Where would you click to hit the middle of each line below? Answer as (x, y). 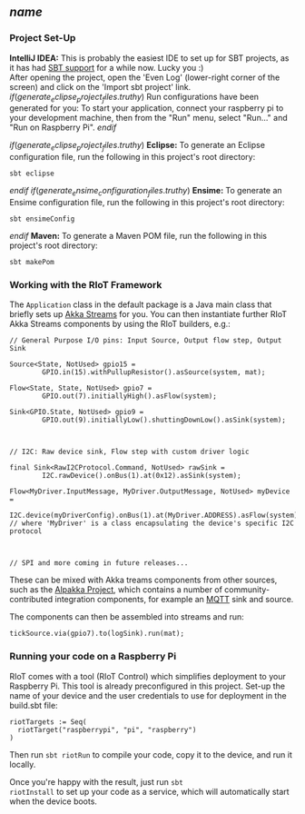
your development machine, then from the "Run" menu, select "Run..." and (148, 118)
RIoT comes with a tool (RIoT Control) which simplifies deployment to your (148, 676)
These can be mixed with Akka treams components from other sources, (143, 580)
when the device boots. (54, 801)
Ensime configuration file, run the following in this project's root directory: (147, 203)
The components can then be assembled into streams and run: (127, 617)
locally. (23, 764)
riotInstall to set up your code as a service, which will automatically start (149, 791)
